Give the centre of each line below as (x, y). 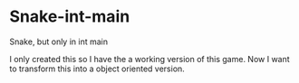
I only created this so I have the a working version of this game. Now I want (149, 59)
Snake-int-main (70, 17)
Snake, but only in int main (59, 41)
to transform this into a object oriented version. (97, 69)
